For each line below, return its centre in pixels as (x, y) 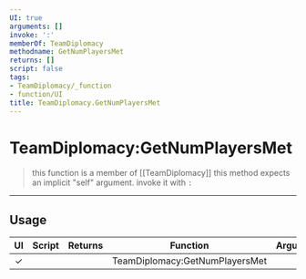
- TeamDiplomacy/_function (61, 86)
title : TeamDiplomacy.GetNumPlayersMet (85, 103)
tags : (20, 77)
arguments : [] (36, 26)
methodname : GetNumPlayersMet (67, 52)
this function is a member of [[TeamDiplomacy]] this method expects (161, 173)
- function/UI (36, 94)
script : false (36, 69)
